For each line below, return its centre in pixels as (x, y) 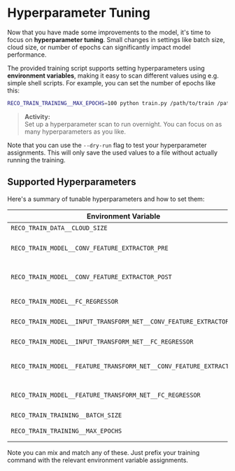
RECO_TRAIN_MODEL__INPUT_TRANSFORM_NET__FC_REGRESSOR (102, 342)
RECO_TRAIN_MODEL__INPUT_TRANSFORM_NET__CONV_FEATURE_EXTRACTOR (120, 321)
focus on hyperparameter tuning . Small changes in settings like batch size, (116, 39)
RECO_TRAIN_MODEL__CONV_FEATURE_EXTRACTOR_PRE (90, 248)
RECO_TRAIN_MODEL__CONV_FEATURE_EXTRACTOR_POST (92, 277)
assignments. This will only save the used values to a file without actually (113, 153)
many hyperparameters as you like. (75, 132)
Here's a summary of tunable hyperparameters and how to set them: (106, 199)
